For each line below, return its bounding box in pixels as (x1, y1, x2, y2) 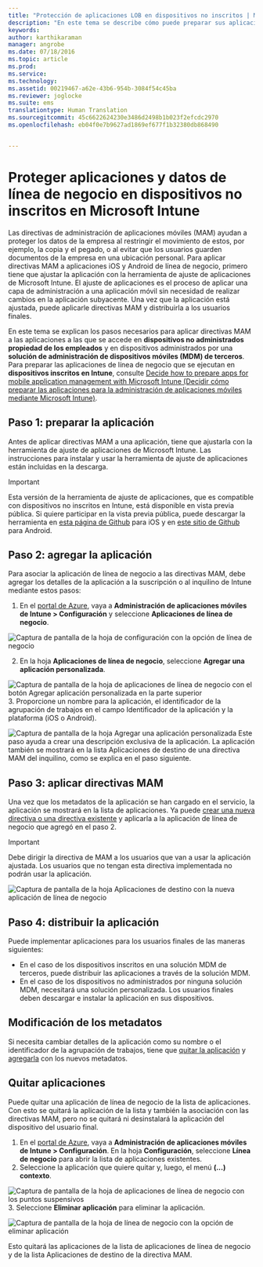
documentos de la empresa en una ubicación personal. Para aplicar (8, 253, 225, 262)
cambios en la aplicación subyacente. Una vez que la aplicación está (8, 294, 230, 304)
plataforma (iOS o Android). (8, 714, 97, 723)
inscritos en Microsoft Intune (8, 202, 200, 220)
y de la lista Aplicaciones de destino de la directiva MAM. (8, 1250, 193, 1259)
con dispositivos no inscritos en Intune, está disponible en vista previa (8, 500, 235, 510)
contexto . (19, 1170, 52, 1180)
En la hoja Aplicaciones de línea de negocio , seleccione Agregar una (19, 656, 245, 666)
